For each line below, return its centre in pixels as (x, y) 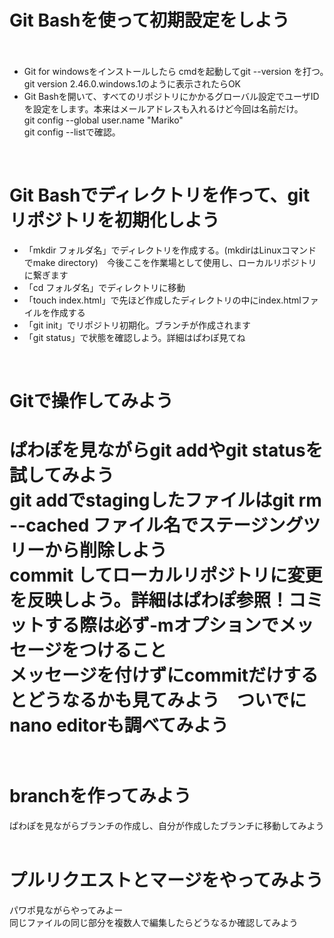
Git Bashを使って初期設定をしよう (149, 20)
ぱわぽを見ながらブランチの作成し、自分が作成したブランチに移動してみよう (167, 826)
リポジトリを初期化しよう (115, 220)
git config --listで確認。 (72, 132)
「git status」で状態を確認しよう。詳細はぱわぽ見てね (134, 337)
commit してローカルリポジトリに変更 (166, 575)
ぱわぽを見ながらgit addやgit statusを (166, 450)
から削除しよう (106, 550)
